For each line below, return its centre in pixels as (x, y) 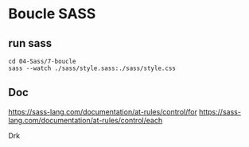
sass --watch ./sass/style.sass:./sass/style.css (92, 68)
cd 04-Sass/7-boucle (43, 61)
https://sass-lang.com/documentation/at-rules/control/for (103, 111)
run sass (30, 43)
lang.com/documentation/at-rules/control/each (86, 120)
